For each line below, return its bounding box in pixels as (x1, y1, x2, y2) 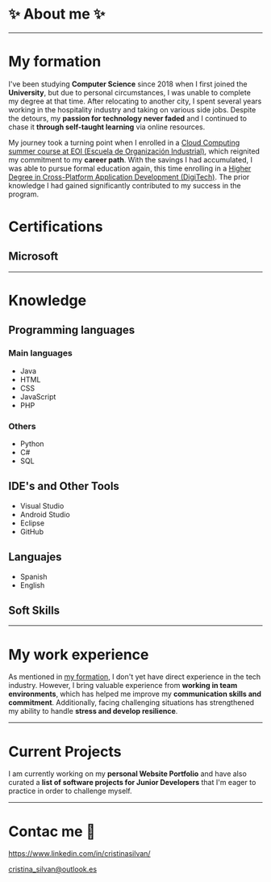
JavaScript (19, 391, 56, 401)
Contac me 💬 (8, 822, 96, 841)
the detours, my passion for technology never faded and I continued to (8, 113, 248, 123)
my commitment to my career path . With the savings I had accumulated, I (8, 154, 252, 164)
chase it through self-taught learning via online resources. (8, 122, 206, 132)
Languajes (8, 551, 62, 564)
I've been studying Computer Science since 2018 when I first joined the (8, 78, 248, 89)
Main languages (8, 348, 73, 359)
